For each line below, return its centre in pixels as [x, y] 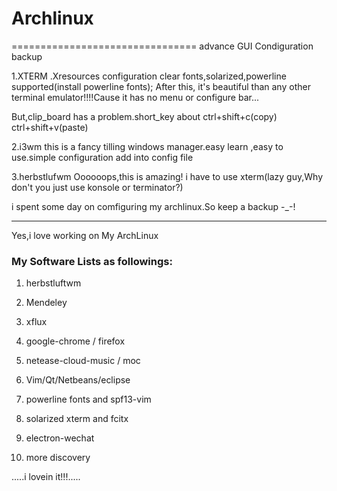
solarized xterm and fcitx [77, 419]
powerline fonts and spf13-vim [88, 399]
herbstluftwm [53, 283]
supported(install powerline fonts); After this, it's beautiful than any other [161, 86]
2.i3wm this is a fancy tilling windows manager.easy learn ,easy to [147, 146]
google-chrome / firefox [75, 341]
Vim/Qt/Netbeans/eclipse [78, 380]
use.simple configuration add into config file [102, 157]
